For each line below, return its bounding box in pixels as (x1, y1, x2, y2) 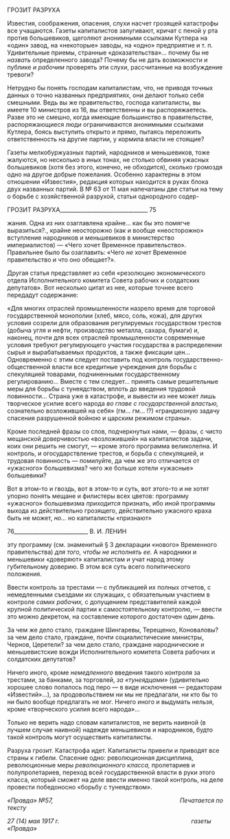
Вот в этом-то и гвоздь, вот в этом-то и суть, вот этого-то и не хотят (7, 485, 209, 493)
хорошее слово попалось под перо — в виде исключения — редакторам (7, 683, 222, 691)
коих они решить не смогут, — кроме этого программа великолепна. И (7, 442, 218, 450)
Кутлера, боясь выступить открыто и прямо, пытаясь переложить (7, 127, 202, 136)
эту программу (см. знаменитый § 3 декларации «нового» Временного (7, 541, 218, 548)
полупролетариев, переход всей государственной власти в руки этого (7, 768, 216, 776)
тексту (7, 804, 27, 811)
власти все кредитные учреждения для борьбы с (51, 363, 198, 371)
